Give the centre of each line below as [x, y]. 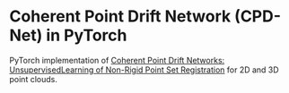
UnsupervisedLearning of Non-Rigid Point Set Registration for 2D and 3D [144, 70]
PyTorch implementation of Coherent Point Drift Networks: [117, 60]
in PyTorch [87, 35]
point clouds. [34, 79]
